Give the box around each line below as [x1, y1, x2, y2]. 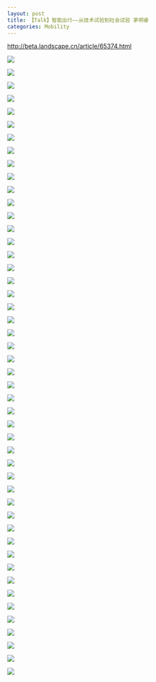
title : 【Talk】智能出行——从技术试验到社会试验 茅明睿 [7, 17, 149, 24]
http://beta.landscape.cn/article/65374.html [7, 42, 132, 51]
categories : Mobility [7, 23, 70, 30]
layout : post [7, 10, 45, 17]
